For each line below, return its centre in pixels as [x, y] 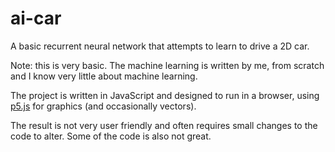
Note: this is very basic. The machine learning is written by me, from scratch [167, 65]
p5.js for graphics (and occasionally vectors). [103, 106]
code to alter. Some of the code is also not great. [111, 136]
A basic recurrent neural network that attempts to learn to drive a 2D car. [160, 46]
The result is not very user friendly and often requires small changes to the [164, 125]
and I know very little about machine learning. [104, 76]
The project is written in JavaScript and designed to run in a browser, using [165, 95]
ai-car [36, 18]
